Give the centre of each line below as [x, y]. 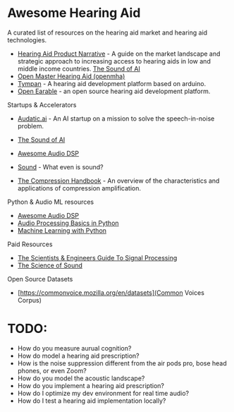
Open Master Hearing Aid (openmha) [71, 76]
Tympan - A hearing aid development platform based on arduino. [112, 83]
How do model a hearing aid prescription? [78, 356]
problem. [31, 126]
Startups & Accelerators [42, 104]
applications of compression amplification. [79, 188]
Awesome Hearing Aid [74, 13]
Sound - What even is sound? [60, 166]
